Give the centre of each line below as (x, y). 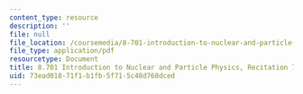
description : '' (40, 26)
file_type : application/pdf (62, 51)
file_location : (38, 43)
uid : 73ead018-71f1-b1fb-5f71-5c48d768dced (92, 76)
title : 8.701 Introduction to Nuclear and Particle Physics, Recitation (149, 68)
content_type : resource (54, 17)
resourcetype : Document (54, 59)
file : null (30, 34)
